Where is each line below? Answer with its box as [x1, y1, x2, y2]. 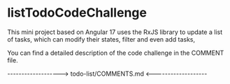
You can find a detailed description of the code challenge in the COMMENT [7, 49, 224, 57]
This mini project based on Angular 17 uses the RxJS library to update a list [7, 28, 223, 36]
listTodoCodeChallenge [7, 5, 147, 21]
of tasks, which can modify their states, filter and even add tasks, [7, 35, 196, 43]
